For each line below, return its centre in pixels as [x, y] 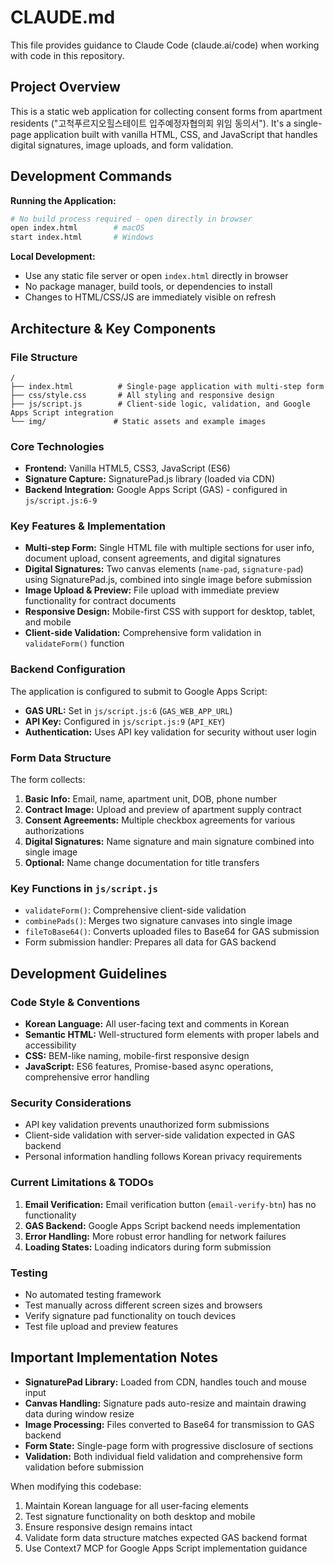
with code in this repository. [67, 55]
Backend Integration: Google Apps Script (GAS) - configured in [156, 490]
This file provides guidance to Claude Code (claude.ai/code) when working [165, 45]
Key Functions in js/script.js [84, 888]
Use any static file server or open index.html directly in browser [156, 276]
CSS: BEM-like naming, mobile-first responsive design [137, 1056]
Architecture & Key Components [113, 328]
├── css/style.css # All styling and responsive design [142, 395]
